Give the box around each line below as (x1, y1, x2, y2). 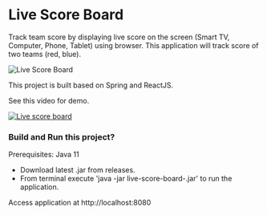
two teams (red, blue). (8, 49, 82, 59)
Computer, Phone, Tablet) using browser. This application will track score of (8, 40, 259, 50)
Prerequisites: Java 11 (8, 150, 79, 160)
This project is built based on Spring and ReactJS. (8, 80, 174, 90)
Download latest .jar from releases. (19, 165, 136, 175)
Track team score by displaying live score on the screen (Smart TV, (8, 32, 230, 42)
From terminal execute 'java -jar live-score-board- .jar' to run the (19, 174, 233, 184)
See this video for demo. (8, 95, 90, 105)
